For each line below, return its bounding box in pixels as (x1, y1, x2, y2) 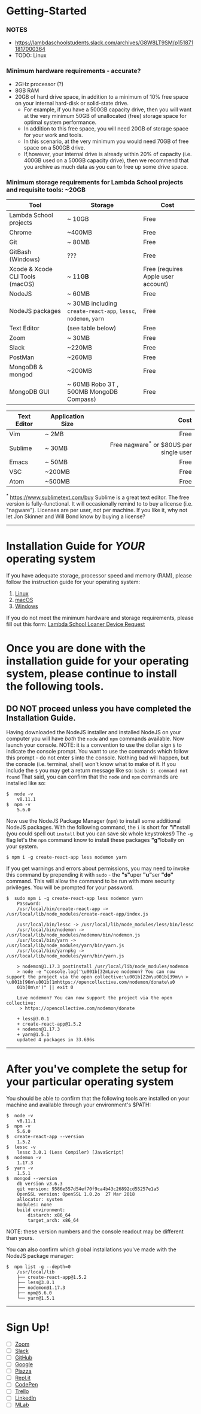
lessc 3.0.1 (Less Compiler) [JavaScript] (17, 1149, 124, 1155)
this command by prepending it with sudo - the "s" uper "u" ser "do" (6, 871, 173, 878)
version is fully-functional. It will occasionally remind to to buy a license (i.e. (6, 500, 193, 507)
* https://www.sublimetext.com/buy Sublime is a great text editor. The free (6, 492, 190, 501)
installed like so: (6, 780, 46, 786)
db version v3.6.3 (17, 1181, 63, 1187)
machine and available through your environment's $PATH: (6, 1101, 151, 1108)
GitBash (9, 248, 32, 256)
